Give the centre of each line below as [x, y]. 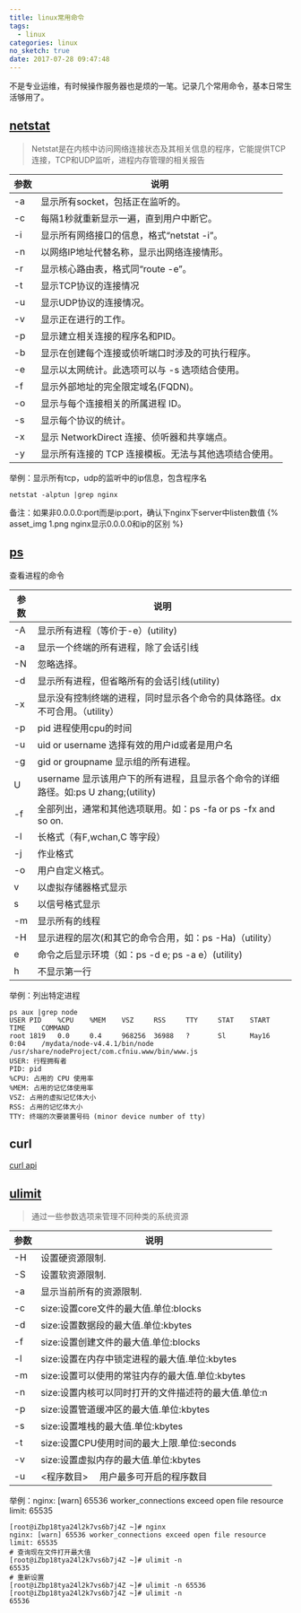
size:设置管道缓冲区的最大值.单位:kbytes [125, 1409]
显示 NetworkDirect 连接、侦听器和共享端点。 [137, 437]
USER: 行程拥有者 [38, 1061]
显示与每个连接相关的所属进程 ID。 [114, 403]
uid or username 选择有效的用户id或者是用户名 [135, 745]
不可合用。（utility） [78, 711]
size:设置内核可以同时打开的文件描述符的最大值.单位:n [154, 1393]
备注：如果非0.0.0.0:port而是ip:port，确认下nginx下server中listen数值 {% [144, 512]
